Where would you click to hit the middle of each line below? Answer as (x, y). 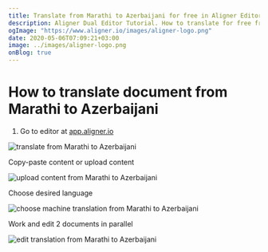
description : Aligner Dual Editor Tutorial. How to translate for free (130, 23)
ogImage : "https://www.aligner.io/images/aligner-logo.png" (110, 30)
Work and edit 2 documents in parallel (71, 223)
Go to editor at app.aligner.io (67, 131)
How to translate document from (118, 92)
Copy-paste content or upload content (71, 162)
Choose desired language (51, 193)
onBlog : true (30, 53)
